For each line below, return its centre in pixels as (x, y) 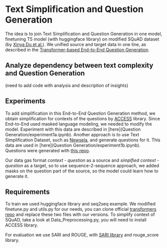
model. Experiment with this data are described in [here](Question (73, 129)
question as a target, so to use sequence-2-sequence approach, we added (82, 165)
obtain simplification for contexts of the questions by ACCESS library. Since (83, 118)
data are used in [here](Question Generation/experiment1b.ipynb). (73, 145)
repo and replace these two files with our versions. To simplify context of (80, 214)
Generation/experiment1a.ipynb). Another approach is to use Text (72, 134)
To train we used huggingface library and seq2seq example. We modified (81, 204)
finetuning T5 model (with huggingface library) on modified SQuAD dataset (82, 39)
